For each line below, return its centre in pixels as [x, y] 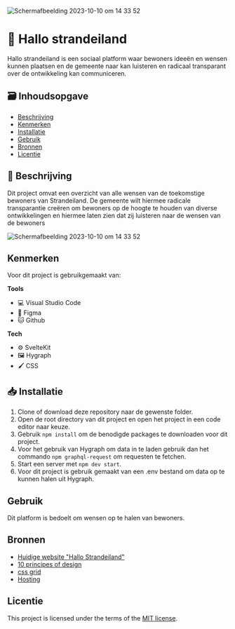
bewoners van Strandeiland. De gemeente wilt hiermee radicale [99, 201]
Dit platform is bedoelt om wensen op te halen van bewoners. [96, 518]
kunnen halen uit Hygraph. [56, 479]
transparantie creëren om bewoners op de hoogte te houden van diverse [112, 208]
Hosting [29, 579]
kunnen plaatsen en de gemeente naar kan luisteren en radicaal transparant [116, 66]
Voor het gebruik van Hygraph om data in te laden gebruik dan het [113, 449]
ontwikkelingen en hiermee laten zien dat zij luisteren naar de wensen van [114, 215]
